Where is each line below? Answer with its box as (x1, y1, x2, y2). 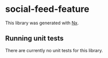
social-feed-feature (5, 3, 89, 15)
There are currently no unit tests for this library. (5, 47, 103, 53)
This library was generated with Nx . (5, 20, 79, 26)
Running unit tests (5, 34, 64, 43)
